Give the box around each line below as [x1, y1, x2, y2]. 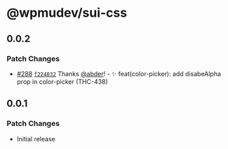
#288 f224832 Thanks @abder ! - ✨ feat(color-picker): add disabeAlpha [16, 69, 222, 78]
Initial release [16, 134, 55, 143]
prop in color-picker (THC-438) [16, 77, 108, 85]
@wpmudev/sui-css [6, 5, 128, 21]
